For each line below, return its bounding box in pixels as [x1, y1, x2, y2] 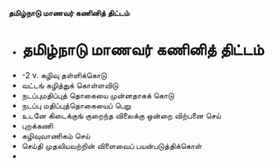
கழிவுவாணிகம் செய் [21, 130, 91, 141]
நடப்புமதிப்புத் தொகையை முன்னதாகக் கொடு [21, 90, 174, 101]
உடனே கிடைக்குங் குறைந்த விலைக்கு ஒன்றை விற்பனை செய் [21, 110, 221, 120]
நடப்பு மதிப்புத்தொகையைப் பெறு [21, 100, 131, 110]
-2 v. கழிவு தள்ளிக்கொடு [21, 69, 107, 80]
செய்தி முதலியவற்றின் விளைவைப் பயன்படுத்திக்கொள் [21, 140, 203, 151]
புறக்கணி [21, 120, 54, 131]
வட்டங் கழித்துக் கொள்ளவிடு [21, 80, 119, 91]
